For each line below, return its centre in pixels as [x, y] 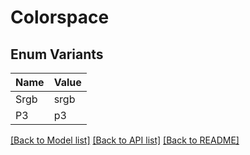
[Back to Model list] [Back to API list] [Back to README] [125, 140]
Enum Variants [57, 54]
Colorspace [60, 17]
